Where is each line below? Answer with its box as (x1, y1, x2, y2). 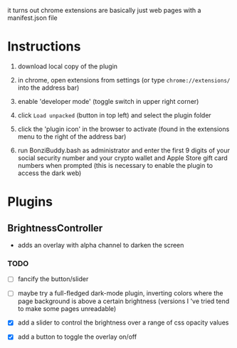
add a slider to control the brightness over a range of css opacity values (17, 318, 229, 327)
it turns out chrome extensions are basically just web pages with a (7, 6, 201, 14)
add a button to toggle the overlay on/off (17, 332, 137, 341)
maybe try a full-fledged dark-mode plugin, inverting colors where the (17, 289, 223, 297)
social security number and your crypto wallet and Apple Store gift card (17, 153, 228, 162)
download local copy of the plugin (17, 62, 118, 70)
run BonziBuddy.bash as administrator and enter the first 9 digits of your (17, 146, 230, 154)
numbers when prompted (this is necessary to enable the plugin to (17, 161, 214, 169)
